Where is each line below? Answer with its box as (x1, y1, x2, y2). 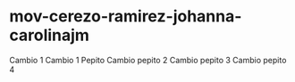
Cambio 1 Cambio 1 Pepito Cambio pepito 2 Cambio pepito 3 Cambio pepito (9, 54, 287, 65)
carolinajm (9, 25, 89, 45)
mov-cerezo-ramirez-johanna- (9, 6, 242, 27)
